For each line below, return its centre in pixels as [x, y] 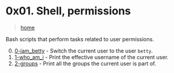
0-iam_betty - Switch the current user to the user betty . [83, 51]
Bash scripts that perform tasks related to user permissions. [80, 39]
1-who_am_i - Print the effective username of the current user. [92, 57]
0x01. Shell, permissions [68, 11]
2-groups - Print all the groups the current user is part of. [85, 63]
